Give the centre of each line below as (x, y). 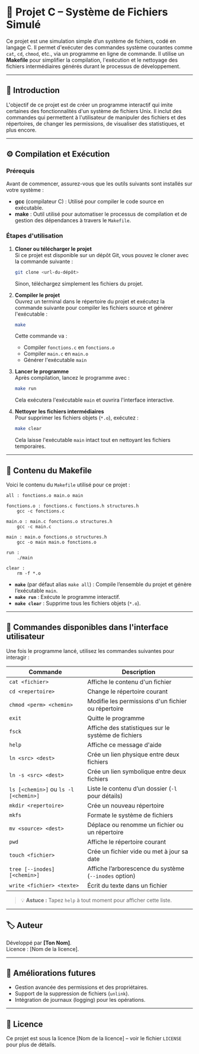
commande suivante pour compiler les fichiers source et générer (94, 307)
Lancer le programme (42, 371)
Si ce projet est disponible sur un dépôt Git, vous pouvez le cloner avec (102, 255)
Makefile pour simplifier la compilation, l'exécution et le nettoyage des (92, 60)
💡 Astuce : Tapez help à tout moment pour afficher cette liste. (96, 900)
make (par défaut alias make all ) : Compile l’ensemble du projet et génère (103, 584)
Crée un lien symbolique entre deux (137, 771)
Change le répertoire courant (128, 691)
